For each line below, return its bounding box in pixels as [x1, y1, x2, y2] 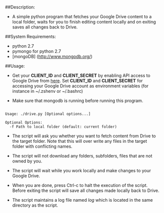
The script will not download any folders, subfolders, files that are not [12, 153, 153, 159]
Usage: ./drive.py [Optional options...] [5, 111, 91, 116]
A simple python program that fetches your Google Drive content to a [12, 14, 152, 19]
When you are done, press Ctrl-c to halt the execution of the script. [12, 183, 148, 188]
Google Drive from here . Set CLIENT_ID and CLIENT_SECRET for [12, 78, 143, 83]
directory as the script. [12, 202, 58, 208]
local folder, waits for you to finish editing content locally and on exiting [12, 19, 156, 25]
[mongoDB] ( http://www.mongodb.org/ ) [12, 53, 93, 59]
